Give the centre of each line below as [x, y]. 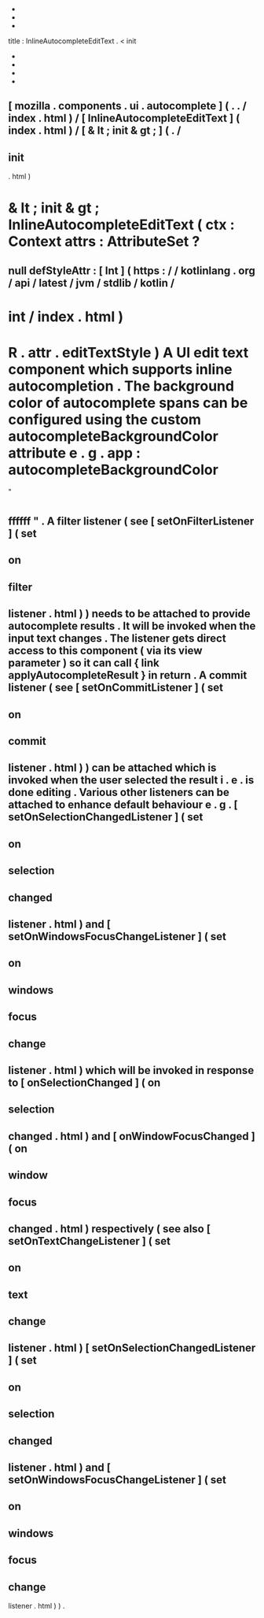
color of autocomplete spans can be [128, 403]
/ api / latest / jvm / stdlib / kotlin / [92, 283]
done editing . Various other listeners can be [119, 792]
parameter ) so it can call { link [84, 663]
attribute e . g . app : [75, 453]
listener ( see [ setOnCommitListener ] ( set [116, 688]
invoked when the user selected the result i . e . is [131, 780]
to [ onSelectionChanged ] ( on [84, 1082]
